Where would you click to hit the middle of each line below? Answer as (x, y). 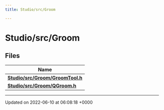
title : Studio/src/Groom (30, 9)
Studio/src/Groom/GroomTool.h (45, 77)
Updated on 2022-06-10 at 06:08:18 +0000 (49, 102)
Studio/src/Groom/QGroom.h (42, 86)
